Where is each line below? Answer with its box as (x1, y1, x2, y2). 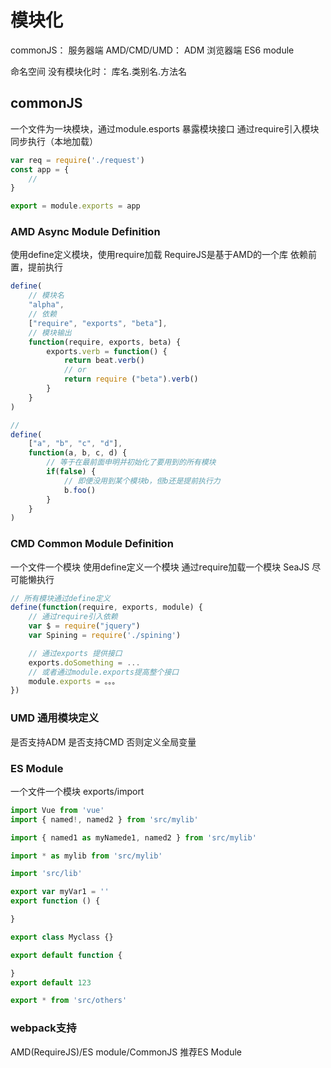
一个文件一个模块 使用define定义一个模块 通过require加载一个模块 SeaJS (10, 561, 310, 573)
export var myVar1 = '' (10, 887, 110, 897)
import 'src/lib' (10, 869, 83, 879)
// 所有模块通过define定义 (10, 593, 111, 603)
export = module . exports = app (10, 201, 141, 211)
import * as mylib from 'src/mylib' (10, 851, 163, 861)
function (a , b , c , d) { (28, 448, 128, 458)
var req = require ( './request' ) (10, 155, 145, 165)
